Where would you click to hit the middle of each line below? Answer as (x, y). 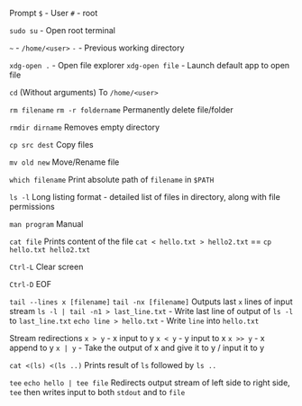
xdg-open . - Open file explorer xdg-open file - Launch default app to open (150, 65)
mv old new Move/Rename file (64, 162)
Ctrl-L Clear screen (46, 266)
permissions (32, 207)
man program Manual (46, 224)
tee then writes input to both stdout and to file (97, 392)
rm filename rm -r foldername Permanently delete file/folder (121, 110)
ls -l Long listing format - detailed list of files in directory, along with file (145, 197)
